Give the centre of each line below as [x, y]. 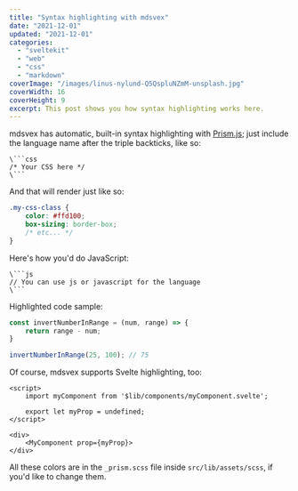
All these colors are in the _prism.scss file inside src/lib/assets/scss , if [141, 467]
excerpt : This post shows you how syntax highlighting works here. [137, 109]
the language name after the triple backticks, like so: [105, 143]
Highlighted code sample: [56, 306]
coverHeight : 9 [37, 100]
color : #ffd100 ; [56, 216]
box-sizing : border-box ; [71, 224]
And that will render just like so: [67, 191]
